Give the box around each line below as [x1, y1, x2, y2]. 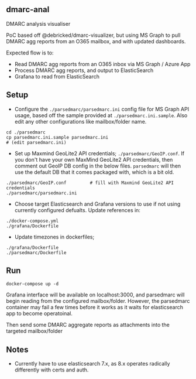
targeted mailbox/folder [6, 327, 63, 334]
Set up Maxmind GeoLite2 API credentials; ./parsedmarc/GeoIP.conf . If [14, 149, 185, 157]
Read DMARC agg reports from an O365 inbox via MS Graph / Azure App [14, 60, 191, 67]
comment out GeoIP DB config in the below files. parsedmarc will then [14, 162, 181, 169]
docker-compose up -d [6, 281, 59, 287]
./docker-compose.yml [6, 218, 59, 224]
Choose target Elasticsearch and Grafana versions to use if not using [14, 200, 181, 207]
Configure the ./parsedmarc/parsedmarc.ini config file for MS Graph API [14, 105, 189, 112]
